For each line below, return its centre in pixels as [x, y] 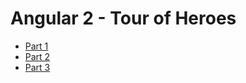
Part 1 [36, 46]
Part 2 [37, 56]
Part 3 [37, 67]
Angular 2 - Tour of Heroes [123, 18]
